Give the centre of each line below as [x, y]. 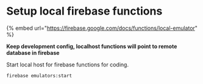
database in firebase [33, 52]
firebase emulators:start [39, 75]
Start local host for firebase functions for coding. [68, 65]
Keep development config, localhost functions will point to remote [92, 46]
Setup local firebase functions [84, 11]
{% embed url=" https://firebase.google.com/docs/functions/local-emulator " [102, 28]
